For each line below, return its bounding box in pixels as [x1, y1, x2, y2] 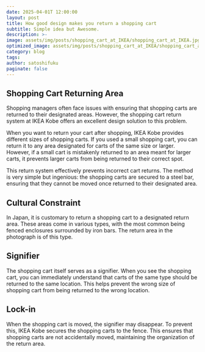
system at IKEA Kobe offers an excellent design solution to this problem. [6, 117, 187, 125]
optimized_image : [6, 43, 51, 49]
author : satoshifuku [6, 60, 59, 66]
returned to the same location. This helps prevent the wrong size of [6, 280, 176, 287]
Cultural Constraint [6, 198, 81, 208]
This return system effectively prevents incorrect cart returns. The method [6, 167, 193, 174]
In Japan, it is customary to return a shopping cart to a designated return [6, 214, 189, 221]
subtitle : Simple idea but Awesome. [6, 26, 99, 32]
